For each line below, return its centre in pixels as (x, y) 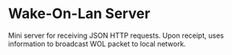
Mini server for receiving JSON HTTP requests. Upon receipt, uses (116, 35)
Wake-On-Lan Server (79, 14)
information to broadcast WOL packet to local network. (97, 43)
